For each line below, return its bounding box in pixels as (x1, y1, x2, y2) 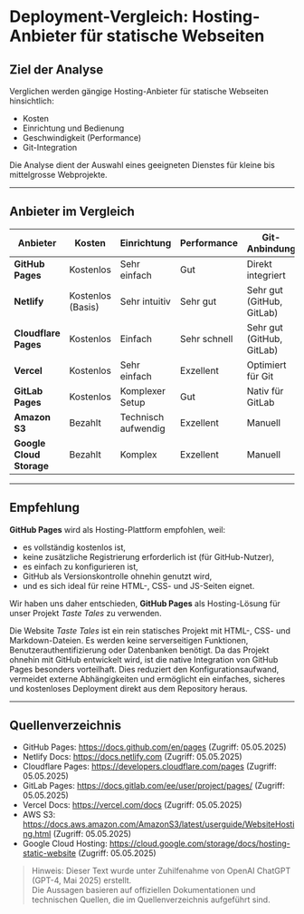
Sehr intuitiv (119, 295, 171, 308)
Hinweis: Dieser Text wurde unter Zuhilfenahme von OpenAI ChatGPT (31, 865, 291, 877)
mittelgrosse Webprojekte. (9, 170, 108, 180)
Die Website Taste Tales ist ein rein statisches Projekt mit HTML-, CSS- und (9, 624, 291, 636)
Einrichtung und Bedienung (22, 123, 125, 133)
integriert (246, 269, 287, 281)
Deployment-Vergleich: (9, 6, 189, 27)
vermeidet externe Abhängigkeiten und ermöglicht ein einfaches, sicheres (9, 673, 286, 684)
